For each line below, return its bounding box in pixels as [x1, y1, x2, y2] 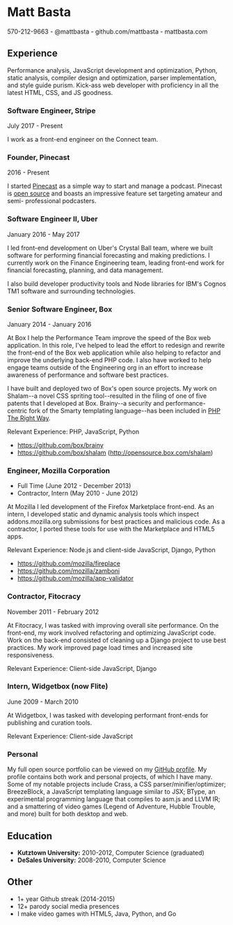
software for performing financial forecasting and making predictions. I [7, 251, 210, 259]
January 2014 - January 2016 [7, 320, 92, 328]
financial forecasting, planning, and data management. [7, 266, 163, 274]
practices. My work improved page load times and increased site [7, 643, 193, 651]
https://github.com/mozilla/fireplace [17, 559, 120, 568]
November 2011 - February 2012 [7, 607, 99, 616]
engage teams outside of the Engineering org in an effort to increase [7, 363, 204, 371]
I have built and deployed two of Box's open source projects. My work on [7, 384, 217, 392]
